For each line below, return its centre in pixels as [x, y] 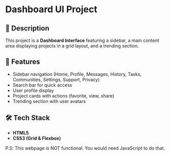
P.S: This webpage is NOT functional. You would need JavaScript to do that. [85, 148]
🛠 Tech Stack [28, 118]
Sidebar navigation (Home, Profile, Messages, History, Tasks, [77, 74]
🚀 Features [23, 62]
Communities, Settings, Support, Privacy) [56, 80]
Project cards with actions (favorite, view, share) [63, 96]
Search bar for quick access [42, 85]
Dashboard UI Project [51, 9]
